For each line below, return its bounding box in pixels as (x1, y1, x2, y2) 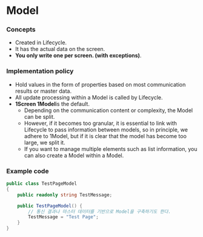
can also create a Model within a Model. (24, 152, 124, 159)
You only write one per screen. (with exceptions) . (15, 52, 142, 59)
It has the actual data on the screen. (15, 45, 105, 53)
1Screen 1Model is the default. (15, 100, 90, 107)
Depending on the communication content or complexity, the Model (24, 107, 193, 114)
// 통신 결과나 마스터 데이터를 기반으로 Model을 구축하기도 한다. (28, 209, 171, 215)
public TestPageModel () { (17, 202, 83, 209)
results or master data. (15, 87, 72, 95)
